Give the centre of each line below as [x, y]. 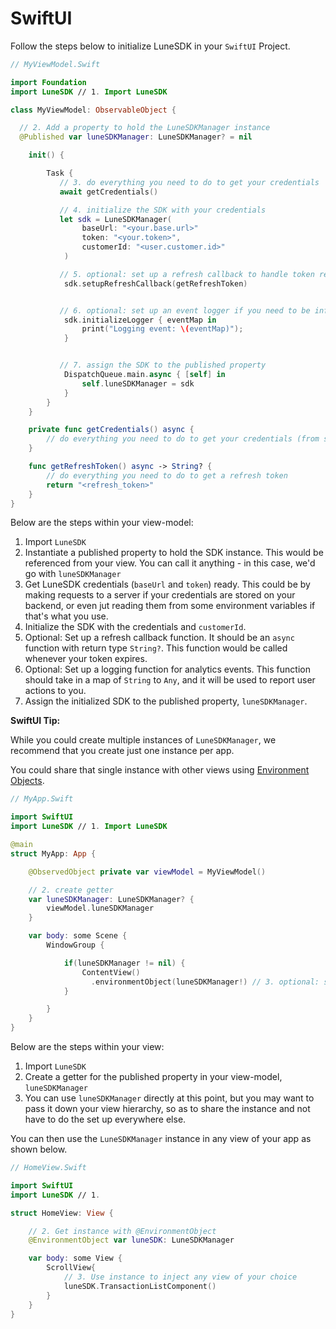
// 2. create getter [71, 890]
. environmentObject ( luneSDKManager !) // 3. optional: [205, 982]
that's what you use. [66, 616]
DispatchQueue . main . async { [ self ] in [144, 375]
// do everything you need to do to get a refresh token [167, 475]
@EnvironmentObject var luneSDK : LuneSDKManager [131, 1240]
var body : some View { [75, 1258]
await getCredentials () [109, 192]
